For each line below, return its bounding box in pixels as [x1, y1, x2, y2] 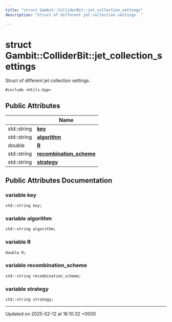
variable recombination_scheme [5, 262, 88, 269]
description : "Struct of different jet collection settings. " [5, 12, 143, 17]
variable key [5, 191, 37, 198]
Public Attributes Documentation [5, 176, 113, 185]
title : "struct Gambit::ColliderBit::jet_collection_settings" [5, 7, 143, 13]
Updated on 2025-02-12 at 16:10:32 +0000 [5, 311, 96, 317]
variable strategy [5, 285, 49, 292]
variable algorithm [5, 215, 52, 222]
